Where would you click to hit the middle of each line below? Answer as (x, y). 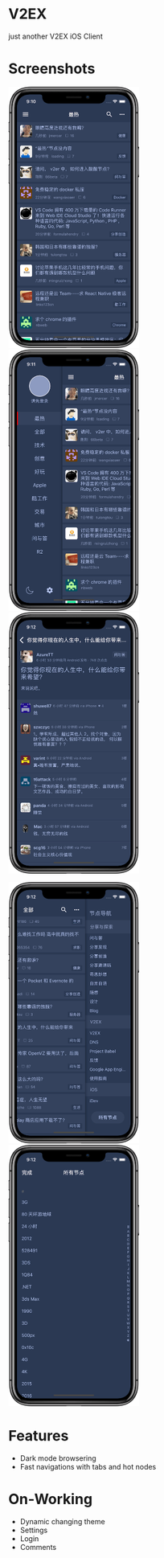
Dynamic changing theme (63, 1521)
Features (39, 1436)
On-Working (51, 1499)
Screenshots (52, 69)
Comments (38, 1547)
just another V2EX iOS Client (55, 36)
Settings (34, 1530)
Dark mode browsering (58, 1458)
